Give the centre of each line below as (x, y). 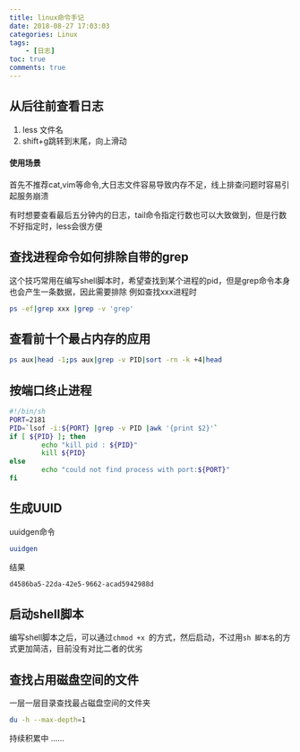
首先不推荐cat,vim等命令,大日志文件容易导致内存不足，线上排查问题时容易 (146, 184)
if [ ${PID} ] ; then (48, 436)
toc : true (28, 59)
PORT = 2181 (28, 420)
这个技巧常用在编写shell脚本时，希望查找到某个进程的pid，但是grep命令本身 (150, 280)
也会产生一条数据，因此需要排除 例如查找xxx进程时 (103, 292)
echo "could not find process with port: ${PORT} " (136, 470)
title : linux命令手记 (47, 17)
